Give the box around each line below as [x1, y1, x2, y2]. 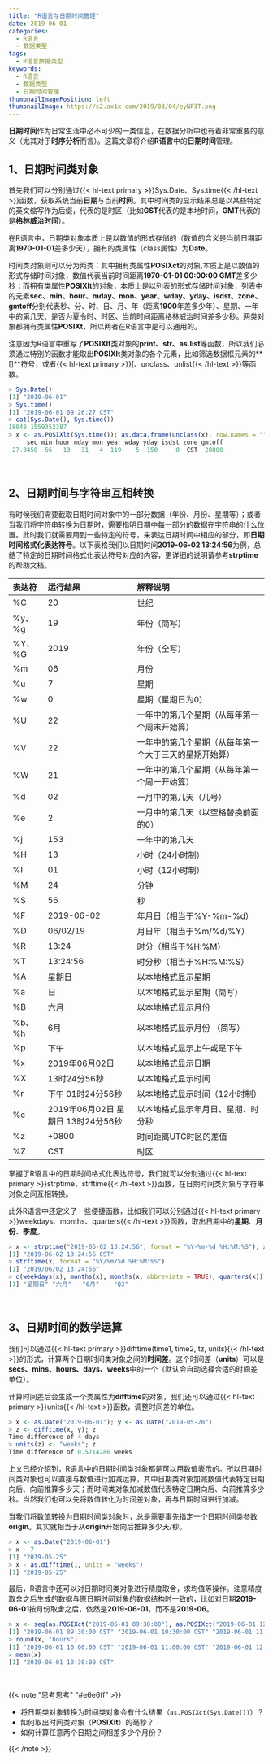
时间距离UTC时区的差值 [136, 1131, 227, 1142]
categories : [8, 27, 49, 35]
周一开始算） [145, 776, 194, 787]
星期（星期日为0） [136, 694, 208, 705]
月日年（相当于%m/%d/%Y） [136, 925, 250, 937]
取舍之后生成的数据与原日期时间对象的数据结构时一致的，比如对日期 [8, 1594, 236, 1604]
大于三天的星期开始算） [145, 749, 235, 760]
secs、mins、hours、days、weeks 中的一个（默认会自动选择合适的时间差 [8, 1363, 258, 1374]
